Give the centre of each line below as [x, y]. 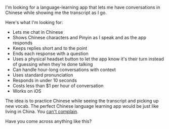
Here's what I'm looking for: [34, 22]
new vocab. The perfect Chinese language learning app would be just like [82, 106]
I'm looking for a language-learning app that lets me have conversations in [83, 7]
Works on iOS [27, 91]
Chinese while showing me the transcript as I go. [56, 13]
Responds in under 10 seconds [45, 80]
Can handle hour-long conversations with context [64, 70]
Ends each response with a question [50, 53]
